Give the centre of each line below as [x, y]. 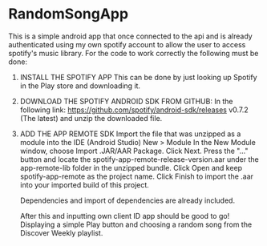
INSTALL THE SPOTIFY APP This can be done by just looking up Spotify [139, 77]
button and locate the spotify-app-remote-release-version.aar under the [139, 159]
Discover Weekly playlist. [61, 232]
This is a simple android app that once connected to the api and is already [130, 36]
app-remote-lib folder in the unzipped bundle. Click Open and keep [131, 167]
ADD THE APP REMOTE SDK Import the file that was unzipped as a [130, 134]
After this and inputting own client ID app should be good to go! [125, 216]
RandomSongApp [69, 14]
